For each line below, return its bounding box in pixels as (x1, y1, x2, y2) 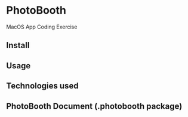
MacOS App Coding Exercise (6, 23, 78, 30)
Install (6, 40, 30, 50)
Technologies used (6, 81, 79, 91)
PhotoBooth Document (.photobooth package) (6, 101, 183, 111)
